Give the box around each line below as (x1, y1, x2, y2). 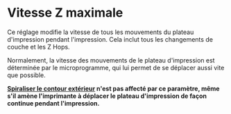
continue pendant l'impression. (7, 99, 100, 107)
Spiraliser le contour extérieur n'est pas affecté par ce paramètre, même (7, 84, 220, 92)
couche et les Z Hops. (7, 42, 71, 51)
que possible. (7, 71, 46, 79)
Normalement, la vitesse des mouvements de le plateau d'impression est (7, 56, 215, 64)
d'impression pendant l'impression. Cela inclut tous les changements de (7, 35, 214, 43)
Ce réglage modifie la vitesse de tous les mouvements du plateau (7, 28, 194, 36)
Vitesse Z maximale (7, 5, 123, 21)
